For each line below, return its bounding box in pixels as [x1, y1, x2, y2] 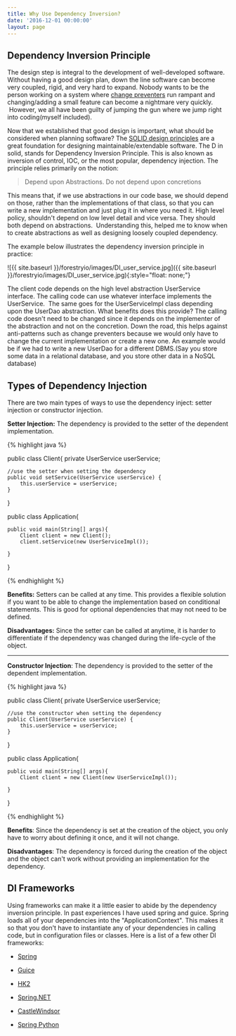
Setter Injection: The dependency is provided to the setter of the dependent [7, 419, 228, 428]
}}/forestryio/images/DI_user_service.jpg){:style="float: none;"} [7, 271, 191, 279]
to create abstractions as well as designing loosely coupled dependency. [7, 229, 218, 237]
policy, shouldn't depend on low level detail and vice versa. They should [7, 214, 216, 222]
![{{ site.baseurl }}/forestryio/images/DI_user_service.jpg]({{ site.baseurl [7, 263, 216, 272]
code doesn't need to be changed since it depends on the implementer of [7, 315, 221, 323]
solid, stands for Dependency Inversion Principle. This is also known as [7, 149, 213, 158]
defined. [7, 613, 32, 621]
